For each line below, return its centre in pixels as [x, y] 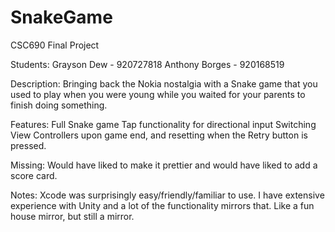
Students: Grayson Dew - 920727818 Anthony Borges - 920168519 [147, 64]
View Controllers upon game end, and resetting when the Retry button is [159, 135]
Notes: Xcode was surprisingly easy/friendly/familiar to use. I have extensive [167, 195]
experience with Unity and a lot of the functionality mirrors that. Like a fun [162, 205]
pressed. [28, 145]
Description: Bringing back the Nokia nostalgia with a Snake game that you [164, 83]
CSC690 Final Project [55, 45]
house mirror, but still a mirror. [72, 216]
